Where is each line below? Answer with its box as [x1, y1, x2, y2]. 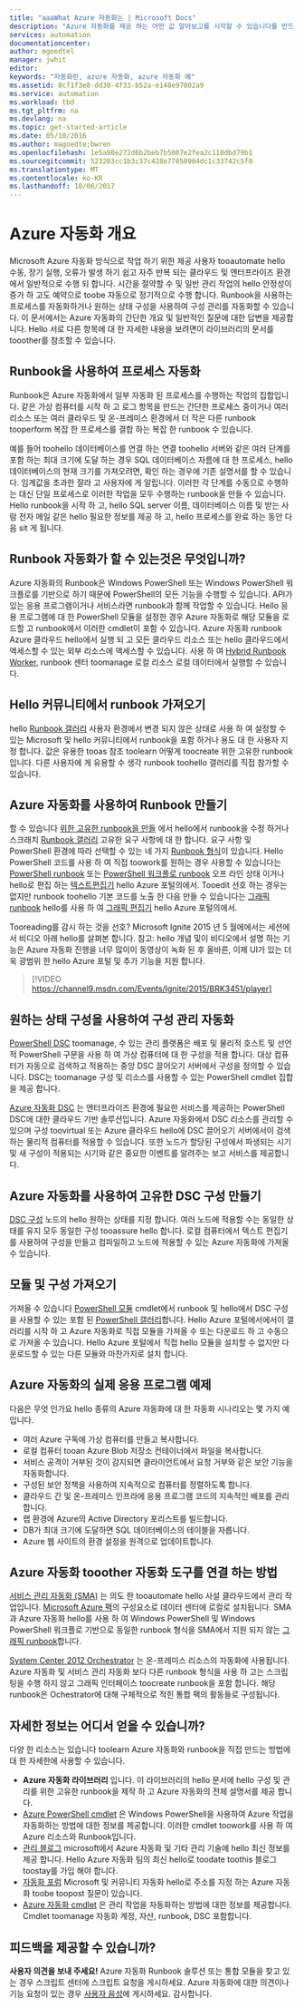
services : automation [9, 30, 91, 39]
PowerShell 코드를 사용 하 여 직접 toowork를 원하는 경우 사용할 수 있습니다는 [9, 857, 282, 868]
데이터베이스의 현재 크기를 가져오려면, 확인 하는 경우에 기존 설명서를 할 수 [9, 465, 268, 476]
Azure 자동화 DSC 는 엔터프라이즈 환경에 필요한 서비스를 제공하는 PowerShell [9, 1103, 285, 1114]
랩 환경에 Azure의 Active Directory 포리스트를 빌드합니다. [22, 1513, 228, 1524]
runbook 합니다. [25, 1636, 82, 1647]
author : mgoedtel [9, 47, 75, 56]
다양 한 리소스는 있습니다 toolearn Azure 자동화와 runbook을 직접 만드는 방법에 [9, 1744, 291, 1755]
